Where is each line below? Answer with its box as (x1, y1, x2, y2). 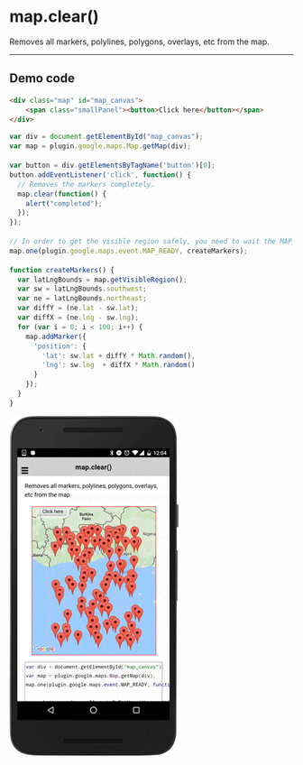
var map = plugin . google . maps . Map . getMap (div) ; (9, 142, 192, 151)
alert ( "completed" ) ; (25, 198, 103, 208)
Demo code (9, 70, 75, 87)
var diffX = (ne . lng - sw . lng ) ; (17, 313, 140, 322)
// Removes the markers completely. (17, 180, 155, 189)
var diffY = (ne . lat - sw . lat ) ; (17, 304, 140, 313)
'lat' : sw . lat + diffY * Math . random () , (41, 351, 196, 360)
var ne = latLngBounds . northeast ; (17, 294, 147, 303)
